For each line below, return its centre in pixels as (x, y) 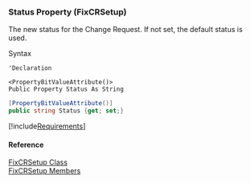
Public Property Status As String (66, 89)
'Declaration (30, 68)
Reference (26, 144)
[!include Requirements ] (47, 126)
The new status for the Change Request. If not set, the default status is (125, 30)
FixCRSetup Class (38, 162)
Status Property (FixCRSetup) (68, 12)
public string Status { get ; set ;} (66, 111)
